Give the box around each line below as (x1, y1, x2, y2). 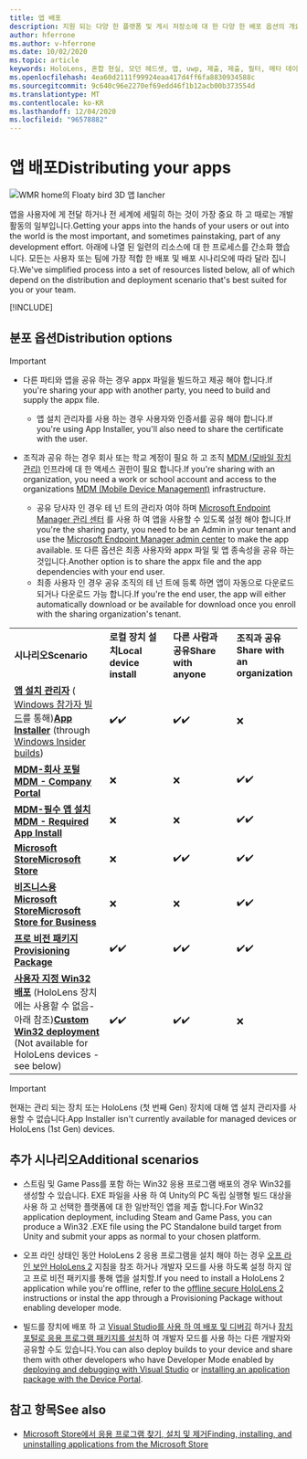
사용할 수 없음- (33, 999, 96, 1012)
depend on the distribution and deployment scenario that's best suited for (9, 275, 288, 286)
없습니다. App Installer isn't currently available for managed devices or (36, 1113, 297, 1124)
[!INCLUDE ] (9, 302, 53, 313)
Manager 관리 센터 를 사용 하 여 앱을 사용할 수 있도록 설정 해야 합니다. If (36, 513, 291, 524)
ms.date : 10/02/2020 (9, 48, 89, 57)
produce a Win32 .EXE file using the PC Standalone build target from (22, 1221, 281, 1232)
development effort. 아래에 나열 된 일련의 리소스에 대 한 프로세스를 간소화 (9, 241, 274, 252)
